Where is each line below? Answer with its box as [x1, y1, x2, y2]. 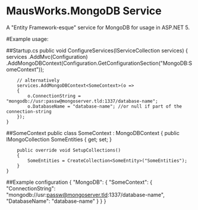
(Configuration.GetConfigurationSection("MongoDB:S [61, 59, 192, 67]
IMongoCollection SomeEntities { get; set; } [6, 136, 112, 143]
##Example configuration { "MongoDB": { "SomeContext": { [6, 178, 153, 186]
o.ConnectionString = [27, 93, 81, 99]
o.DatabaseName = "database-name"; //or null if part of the [27, 103, 183, 109]
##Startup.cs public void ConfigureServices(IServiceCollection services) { [6, 46, 188, 54]
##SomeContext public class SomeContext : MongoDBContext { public [6, 129, 180, 136]
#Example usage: [6, 35, 49, 42]
